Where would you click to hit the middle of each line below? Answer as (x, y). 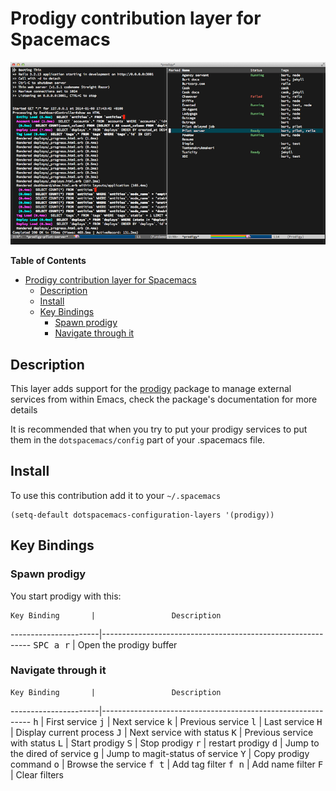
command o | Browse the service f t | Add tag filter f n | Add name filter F (167, 764)
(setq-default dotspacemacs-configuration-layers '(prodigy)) (142, 515)
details (24, 410)
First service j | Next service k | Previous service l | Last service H (184, 721)
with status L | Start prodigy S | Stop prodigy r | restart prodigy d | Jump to (165, 743)
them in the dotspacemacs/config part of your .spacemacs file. (138, 440)
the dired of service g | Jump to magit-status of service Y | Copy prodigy (160, 753)
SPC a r (52, 645)
